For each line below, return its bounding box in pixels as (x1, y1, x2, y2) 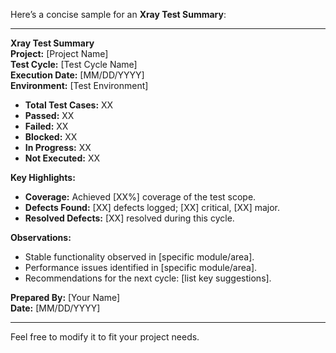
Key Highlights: (10, 172, 76, 183)
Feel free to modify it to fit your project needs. (10, 331, 200, 343)
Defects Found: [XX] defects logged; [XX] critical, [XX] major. (24, 202, 281, 213)
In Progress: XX (24, 142, 92, 153)
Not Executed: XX (24, 152, 101, 164)
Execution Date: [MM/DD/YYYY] (10, 69, 145, 81)
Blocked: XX (24, 131, 78, 143)
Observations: (10, 232, 72, 243)
